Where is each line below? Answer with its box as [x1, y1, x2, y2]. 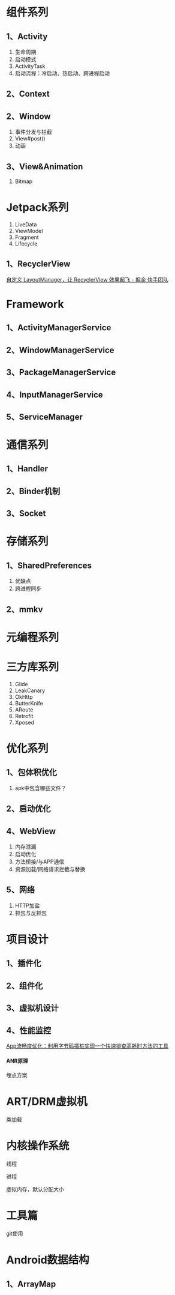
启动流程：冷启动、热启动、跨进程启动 [14, 70, 110, 77]
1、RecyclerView [6, 259, 71, 269]
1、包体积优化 [6, 767, 58, 777]
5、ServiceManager [6, 412, 83, 422]
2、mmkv [6, 604, 43, 614]
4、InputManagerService [6, 390, 103, 400]
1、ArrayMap [6, 1279, 56, 1289]
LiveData [14, 220, 37, 228]
